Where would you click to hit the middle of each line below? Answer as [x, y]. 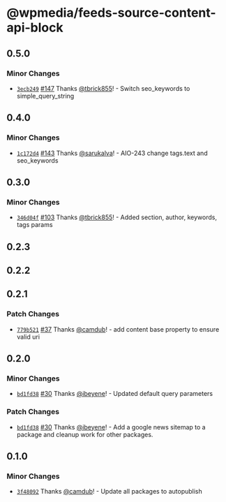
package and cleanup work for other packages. [85, 434]
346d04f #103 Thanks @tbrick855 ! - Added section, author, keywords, [117, 217]
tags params [35, 225]
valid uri [28, 337]
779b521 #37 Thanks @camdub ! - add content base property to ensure [118, 329]
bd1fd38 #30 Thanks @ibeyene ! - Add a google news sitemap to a [111, 427]
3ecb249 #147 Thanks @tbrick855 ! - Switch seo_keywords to [103, 88]
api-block [35, 28]
